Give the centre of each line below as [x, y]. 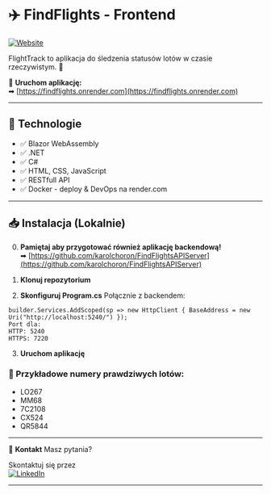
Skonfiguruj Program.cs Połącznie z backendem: [102, 295]
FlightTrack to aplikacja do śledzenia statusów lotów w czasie [110, 58]
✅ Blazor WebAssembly [59, 143]
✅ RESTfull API [45, 180]
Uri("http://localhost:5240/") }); [68, 317]
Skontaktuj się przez [42, 465]
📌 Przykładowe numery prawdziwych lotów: [96, 374]
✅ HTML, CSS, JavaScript [63, 170]
